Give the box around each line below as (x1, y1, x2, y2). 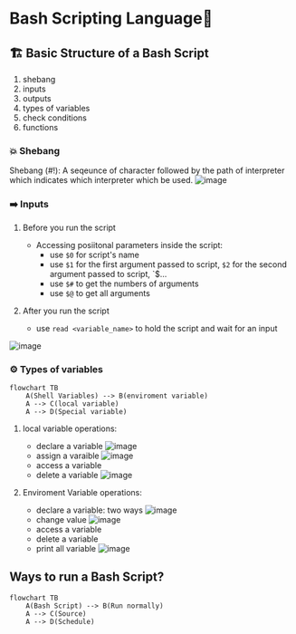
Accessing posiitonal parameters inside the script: (35, 239, 224, 250)
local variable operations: (22, 423, 118, 434)
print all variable (35, 543, 97, 553)
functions (22, 122, 59, 132)
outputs (22, 93, 52, 103)
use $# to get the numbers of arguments (49, 278, 199, 289)
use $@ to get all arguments (49, 287, 151, 298)
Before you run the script (22, 222, 116, 233)
